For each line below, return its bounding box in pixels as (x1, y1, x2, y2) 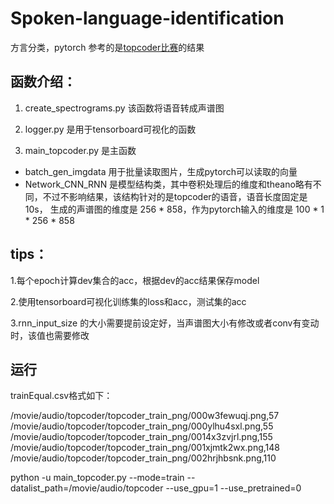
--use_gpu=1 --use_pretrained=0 (165, 482, 302, 494)
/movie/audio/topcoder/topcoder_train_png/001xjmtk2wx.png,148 (10, 442, 280, 454)
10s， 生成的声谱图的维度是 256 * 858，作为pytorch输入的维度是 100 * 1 (24, 203, 325, 215)
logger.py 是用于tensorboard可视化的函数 (24, 123, 197, 135)
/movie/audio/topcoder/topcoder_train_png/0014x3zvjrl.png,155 (10, 431, 273, 443)
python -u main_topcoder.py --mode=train (10, 472, 185, 484)
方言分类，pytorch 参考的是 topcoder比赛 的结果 (10, 41, 205, 53)
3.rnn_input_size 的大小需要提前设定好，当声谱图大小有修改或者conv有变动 (10, 317, 320, 329)
